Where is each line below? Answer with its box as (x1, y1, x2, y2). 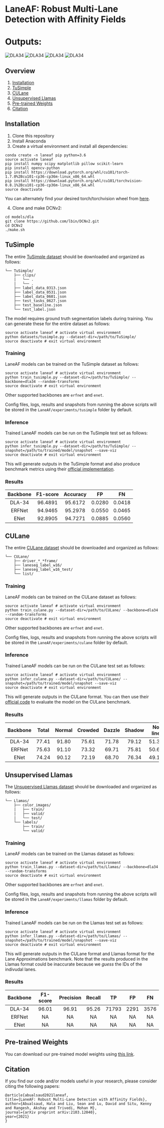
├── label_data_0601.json (14, 294, 67, 299)
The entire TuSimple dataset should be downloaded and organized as (5, 254, 145, 259)
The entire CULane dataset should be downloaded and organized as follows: (5, 545, 159, 551)
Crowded (77, 727, 99, 734)
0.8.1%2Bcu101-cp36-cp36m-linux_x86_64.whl (5, 183, 95, 188)
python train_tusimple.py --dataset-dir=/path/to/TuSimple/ (5, 375, 130, 380)
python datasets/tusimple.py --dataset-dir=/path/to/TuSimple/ (5, 334, 137, 339)
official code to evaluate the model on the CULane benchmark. (5, 699, 131, 705)
